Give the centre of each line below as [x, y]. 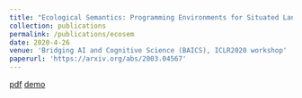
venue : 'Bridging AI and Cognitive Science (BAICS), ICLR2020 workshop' [148, 51]
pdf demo [27, 84]
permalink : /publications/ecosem [72, 34]
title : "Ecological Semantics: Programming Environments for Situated [144, 17]
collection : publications [58, 26]
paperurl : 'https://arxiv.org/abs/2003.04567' [98, 59]
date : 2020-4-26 [40, 42]
